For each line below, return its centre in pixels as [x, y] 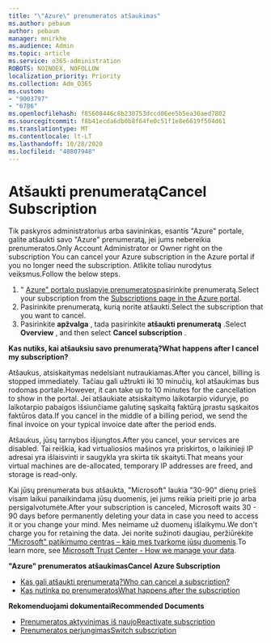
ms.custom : [27, 91]
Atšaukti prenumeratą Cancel [108, 192]
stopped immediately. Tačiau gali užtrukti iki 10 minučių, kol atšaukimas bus [134, 381]
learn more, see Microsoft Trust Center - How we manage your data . [123, 551]
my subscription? [38, 357]
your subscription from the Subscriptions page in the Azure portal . [131, 298]
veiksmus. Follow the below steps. [65, 274]
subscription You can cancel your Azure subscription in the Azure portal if [131, 257]
